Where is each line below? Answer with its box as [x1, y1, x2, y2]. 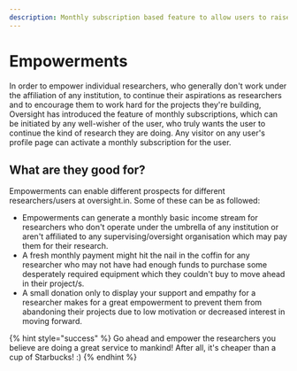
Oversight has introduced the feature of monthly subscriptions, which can [9, 108, 278, 120]
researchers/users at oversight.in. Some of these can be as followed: [9, 196, 261, 206]
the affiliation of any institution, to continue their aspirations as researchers [9, 89, 283, 100]
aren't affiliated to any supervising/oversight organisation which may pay [21, 231, 287, 242]
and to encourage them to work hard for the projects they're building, [9, 99, 262, 110]
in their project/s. [21, 278, 85, 289]
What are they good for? [9, 162, 146, 177]
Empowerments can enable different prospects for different [9, 186, 225, 197]
